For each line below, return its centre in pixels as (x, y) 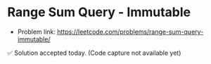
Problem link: (37, 32)
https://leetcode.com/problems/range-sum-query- (130, 32)
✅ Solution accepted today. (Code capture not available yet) (94, 53)
